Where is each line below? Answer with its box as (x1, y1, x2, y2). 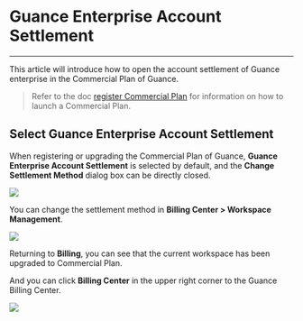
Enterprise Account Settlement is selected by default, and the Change (9, 160, 275, 170)
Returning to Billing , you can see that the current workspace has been (9, 248, 271, 259)
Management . (9, 214, 63, 225)
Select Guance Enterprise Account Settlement (9, 126, 274, 142)
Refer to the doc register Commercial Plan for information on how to (31, 90, 284, 101)
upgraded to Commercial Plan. (9, 257, 124, 268)
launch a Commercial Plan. (31, 100, 132, 111)
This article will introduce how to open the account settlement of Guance (9, 63, 280, 74)
